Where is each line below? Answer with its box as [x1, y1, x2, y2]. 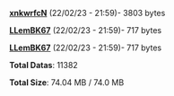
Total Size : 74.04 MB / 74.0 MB [9, 77, 125, 88]
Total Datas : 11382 [9, 60, 78, 70]
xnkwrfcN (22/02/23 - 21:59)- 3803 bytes [9, 8, 166, 18]
